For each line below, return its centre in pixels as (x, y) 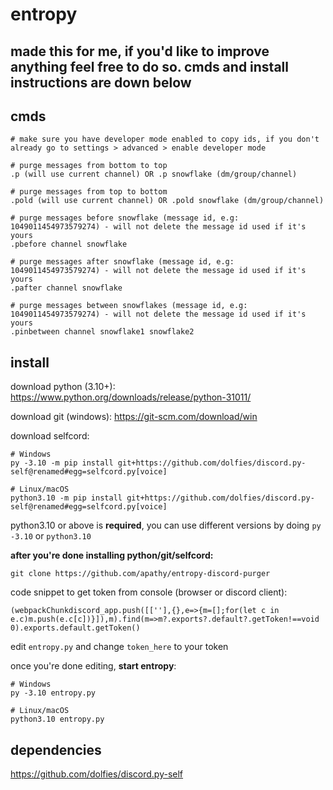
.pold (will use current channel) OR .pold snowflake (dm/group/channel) (167, 201)
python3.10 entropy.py (57, 719)
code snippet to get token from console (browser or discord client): (149, 592)
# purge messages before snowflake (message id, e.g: (125, 218)
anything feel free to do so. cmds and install (149, 66)
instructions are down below (101, 82)
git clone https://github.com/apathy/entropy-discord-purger (140, 574)
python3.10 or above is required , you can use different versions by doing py (166, 525)
